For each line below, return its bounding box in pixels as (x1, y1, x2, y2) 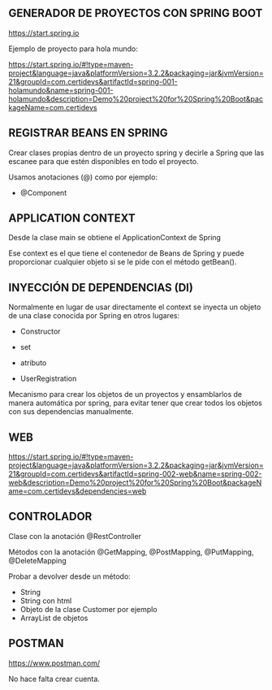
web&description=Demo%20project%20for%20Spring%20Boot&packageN (8, 478, 262, 488)
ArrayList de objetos (19, 613, 89, 623)
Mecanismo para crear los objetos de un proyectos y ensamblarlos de (8, 390, 243, 399)
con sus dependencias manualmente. (8, 407, 134, 416)
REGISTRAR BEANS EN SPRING (8, 126, 168, 140)
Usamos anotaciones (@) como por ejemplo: (8, 172, 158, 182)
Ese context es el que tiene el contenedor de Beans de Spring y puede (8, 248, 245, 258)
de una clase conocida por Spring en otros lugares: (8, 311, 180, 321)
